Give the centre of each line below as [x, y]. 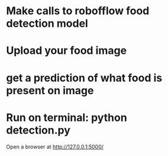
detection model [47, 23]
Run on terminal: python [67, 117]
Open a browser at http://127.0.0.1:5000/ [55, 147]
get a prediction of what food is [84, 78]
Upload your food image [67, 51]
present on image [50, 90]
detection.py [38, 130]
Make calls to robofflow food [78, 11]
